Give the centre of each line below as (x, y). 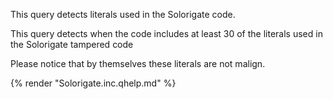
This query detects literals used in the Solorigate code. (123, 14)
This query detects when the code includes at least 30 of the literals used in (166, 33)
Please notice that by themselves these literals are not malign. (138, 63)
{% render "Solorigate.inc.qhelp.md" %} (93, 83)
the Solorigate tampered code (72, 44)
